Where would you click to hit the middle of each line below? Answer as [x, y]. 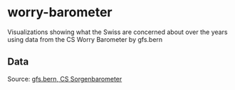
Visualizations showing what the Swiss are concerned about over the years [117, 32]
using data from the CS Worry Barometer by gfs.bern [85, 39]
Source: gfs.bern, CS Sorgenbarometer [65, 79]
